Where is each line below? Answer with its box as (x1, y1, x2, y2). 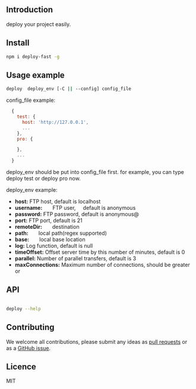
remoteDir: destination (14, 223, 80, 231)
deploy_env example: (6, 186, 58, 194)
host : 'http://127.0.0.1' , (21, 119, 89, 125)
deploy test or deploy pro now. (6, 175, 81, 182)
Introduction (6, 5, 53, 15)
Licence (6, 362, 37, 372)
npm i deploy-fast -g (6, 54, 60, 60)
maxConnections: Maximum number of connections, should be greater (14, 262, 190, 269)
